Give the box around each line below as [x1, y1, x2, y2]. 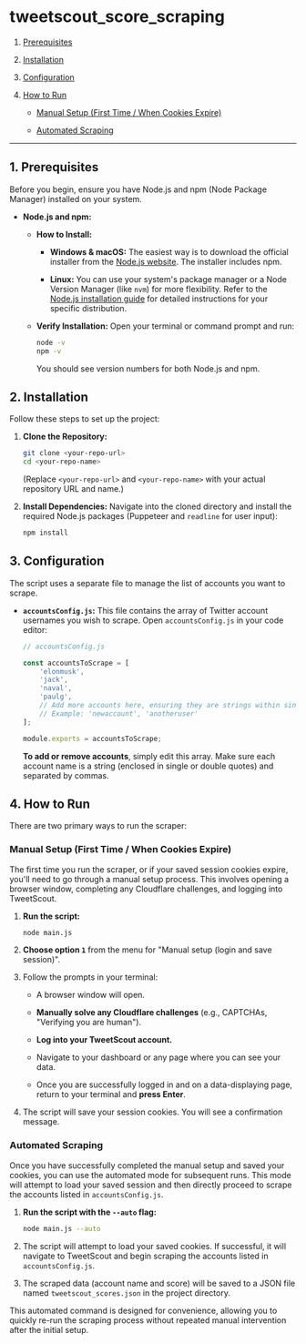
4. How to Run [9, 796, 91, 811]
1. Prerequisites [9, 159, 99, 175]
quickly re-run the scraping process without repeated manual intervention [9, 1314, 287, 1326]
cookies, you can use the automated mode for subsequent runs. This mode [9, 1169, 291, 1180]
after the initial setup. [9, 1324, 89, 1335]
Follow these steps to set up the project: [9, 413, 160, 424]
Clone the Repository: [22, 431, 107, 443]
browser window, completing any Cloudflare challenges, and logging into [9, 883, 283, 894]
